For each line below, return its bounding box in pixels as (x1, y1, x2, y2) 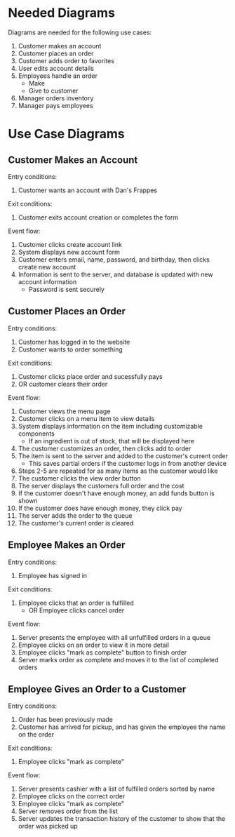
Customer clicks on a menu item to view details (18, 414, 155, 422)
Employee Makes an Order (8, 539, 126, 551)
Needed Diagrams (8, 5, 115, 21)
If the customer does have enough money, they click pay (18, 504, 182, 512)
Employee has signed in (18, 571, 87, 580)
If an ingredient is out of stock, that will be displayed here (28, 436, 195, 445)
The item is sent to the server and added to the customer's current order (18, 451, 229, 460)
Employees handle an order (18, 72, 98, 80)
